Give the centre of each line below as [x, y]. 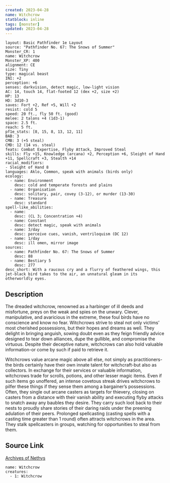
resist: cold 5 [21, 110]
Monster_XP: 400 [22, 61]
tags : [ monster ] [22, 24]
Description [24, 294]
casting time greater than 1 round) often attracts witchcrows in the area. [80, 419]
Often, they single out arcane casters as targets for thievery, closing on [80, 391]
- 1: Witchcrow [26, 476]
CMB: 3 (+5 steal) [25, 141]
